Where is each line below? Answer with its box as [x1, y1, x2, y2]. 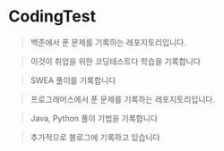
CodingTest [8, 6, 96, 27]
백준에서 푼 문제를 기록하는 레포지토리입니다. [30, 37, 187, 47]
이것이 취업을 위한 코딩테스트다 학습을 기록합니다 [30, 55, 201, 66]
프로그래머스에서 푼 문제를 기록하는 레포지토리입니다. [30, 94, 216, 105]
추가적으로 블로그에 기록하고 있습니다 [30, 131, 160, 142]
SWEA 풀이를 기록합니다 [30, 74, 116, 86]
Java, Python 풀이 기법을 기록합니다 [30, 113, 159, 123]
